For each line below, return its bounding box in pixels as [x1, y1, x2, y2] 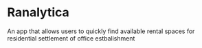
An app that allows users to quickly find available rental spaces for [7, 27, 195, 35]
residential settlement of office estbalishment [7, 34, 135, 42]
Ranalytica [7, 5, 70, 20]
